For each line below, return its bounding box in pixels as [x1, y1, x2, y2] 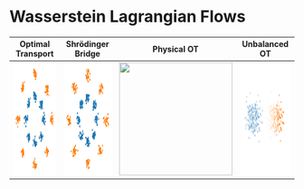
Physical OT [152, 43, 199, 54]
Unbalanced [242, 39, 290, 50]
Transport [14, 48, 54, 60]
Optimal [19, 39, 51, 50]
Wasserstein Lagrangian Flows [9, 6, 246, 27]
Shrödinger [65, 39, 110, 50]
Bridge [74, 48, 101, 60]
